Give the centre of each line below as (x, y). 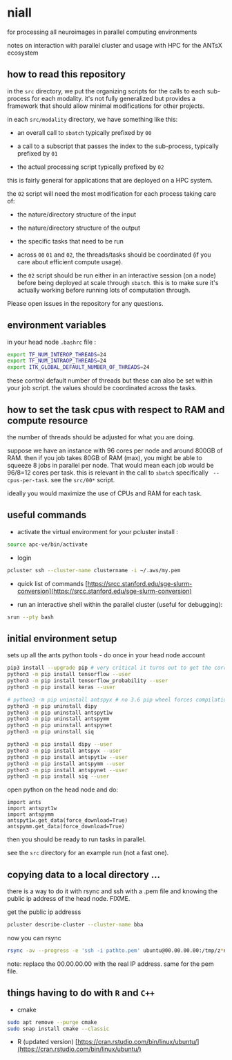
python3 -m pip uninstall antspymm (58, 719)
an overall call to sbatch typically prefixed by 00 (84, 132)
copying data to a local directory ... (84, 874)
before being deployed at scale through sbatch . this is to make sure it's (118, 282)
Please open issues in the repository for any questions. (85, 303)
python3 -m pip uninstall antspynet (60, 725)
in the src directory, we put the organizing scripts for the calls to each (106, 91)
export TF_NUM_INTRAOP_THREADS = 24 (57, 361)
